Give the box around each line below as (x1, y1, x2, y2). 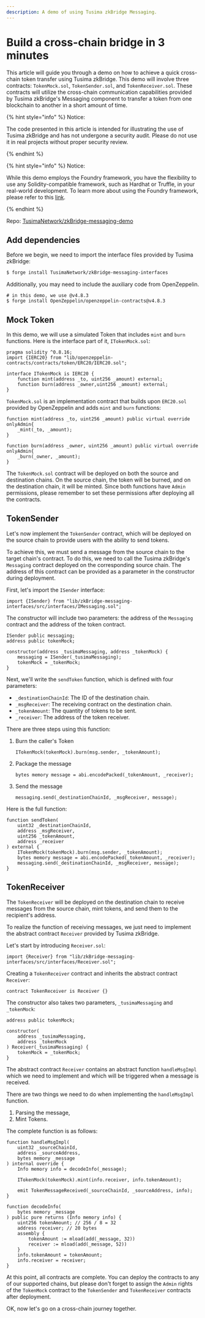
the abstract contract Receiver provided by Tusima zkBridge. (6, 930, 160, 937)
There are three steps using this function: (6, 725, 111, 733)
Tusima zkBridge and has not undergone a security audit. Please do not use (6, 131, 198, 139)
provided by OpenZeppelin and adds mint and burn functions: (6, 404, 161, 412)
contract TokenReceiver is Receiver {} (6, 988, 108, 994)
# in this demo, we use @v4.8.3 (6, 293, 89, 299)
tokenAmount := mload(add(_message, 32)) (28, 1236, 136, 1242)
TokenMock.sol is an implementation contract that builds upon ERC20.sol (6, 398, 187, 405)
